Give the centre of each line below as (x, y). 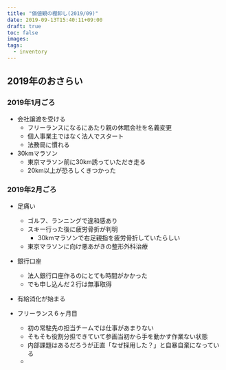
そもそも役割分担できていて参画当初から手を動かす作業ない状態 (117, 336)
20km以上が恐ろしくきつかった (71, 170)
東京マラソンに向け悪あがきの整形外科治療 (88, 246)
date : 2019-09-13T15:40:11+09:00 (55, 20)
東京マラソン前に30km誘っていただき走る (87, 161)
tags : (15, 45)
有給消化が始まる (41, 299)
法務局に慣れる (48, 144)
